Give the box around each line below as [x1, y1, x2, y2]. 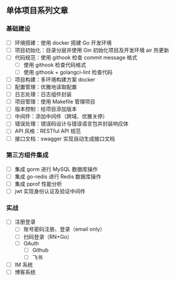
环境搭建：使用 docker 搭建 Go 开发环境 [14, 39, 112, 46]
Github [32, 246, 49, 253]
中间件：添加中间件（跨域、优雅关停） [14, 113, 108, 120]
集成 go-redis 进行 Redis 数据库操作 [14, 173, 101, 180]
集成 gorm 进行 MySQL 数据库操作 [14, 165, 98, 172]
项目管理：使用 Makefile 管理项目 [14, 98, 95, 105]
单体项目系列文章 [6, 5, 68, 16]
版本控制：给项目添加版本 [14, 105, 77, 113]
